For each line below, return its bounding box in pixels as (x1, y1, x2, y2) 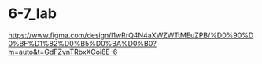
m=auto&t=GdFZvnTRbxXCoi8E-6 (8, 47, 118, 56)
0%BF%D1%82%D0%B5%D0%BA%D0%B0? (8, 38, 157, 48)
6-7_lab (8, 5, 57, 23)
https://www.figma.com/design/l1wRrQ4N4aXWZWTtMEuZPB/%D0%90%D (8, 30, 254, 40)
